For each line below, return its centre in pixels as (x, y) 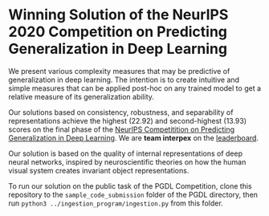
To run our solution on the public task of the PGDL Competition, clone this (130, 185)
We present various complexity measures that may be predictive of (119, 71)
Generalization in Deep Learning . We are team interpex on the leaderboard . (134, 137)
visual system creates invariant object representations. (99, 170)
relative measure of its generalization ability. (82, 96)
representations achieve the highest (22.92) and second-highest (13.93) (128, 120)
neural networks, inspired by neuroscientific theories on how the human (127, 161)
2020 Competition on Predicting (118, 32)
